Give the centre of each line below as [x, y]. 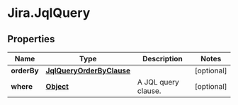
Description [163, 59]
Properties [31, 39]
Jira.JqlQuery [49, 13]
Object [57, 86]
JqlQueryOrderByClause [88, 70]
